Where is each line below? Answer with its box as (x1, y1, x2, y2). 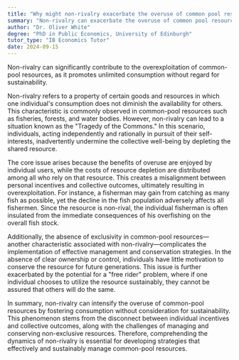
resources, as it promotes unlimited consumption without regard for (21, 70, 220, 79)
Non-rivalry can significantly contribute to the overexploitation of (7, 63, 198, 71)
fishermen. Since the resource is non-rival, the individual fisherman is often (7, 204, 228, 212)
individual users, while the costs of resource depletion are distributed (7, 166, 211, 174)
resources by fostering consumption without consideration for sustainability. (7, 307, 231, 315)
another (7, 240, 31, 249)
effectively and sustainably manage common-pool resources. (7, 344, 187, 352)
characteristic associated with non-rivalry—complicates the (31, 240, 207, 249)
